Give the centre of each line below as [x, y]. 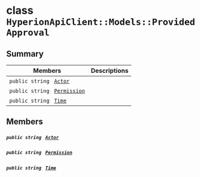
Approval [28, 33]
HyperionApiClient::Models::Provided [101, 22]
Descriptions [110, 71]
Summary [25, 54]
